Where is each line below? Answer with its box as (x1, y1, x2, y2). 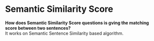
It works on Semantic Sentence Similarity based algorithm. (5, 30, 124, 36)
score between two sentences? (5, 25, 71, 31)
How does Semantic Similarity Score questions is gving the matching (5, 20, 149, 26)
